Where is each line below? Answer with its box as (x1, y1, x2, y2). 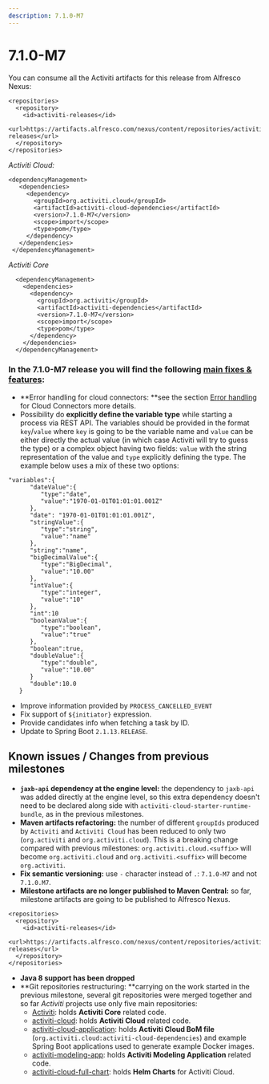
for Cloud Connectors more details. (19, 400, 136, 410)
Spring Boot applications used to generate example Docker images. (31, 1041, 255, 1051)
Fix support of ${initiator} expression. (19, 709, 152, 719)
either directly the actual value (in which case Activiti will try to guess (19, 435, 249, 445)
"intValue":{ (29, 581, 74, 590)
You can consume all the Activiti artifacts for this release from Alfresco (8, 73, 242, 83)
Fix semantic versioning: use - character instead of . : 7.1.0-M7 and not (19, 868, 258, 879)
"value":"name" (40, 532, 91, 540)
